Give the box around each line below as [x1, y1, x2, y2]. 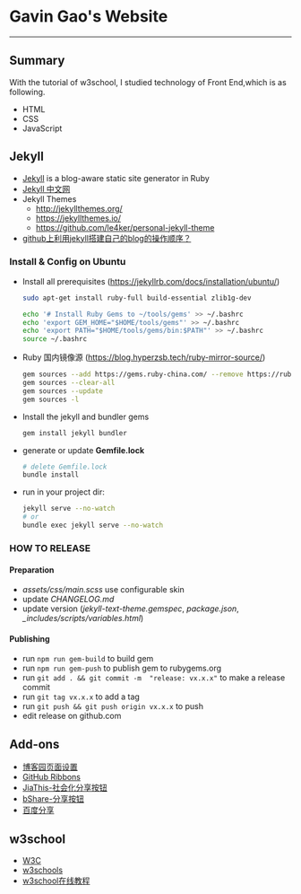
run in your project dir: [21, 486, 105, 497]
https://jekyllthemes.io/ [35, 213, 121, 223]
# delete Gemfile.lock [21, 462, 107, 471]
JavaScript [21, 123, 63, 134]
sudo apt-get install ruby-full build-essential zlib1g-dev [21, 294, 252, 302]
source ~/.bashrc [21, 335, 88, 344]
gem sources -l [21, 395, 80, 404]
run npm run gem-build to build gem [21, 653, 154, 664]
